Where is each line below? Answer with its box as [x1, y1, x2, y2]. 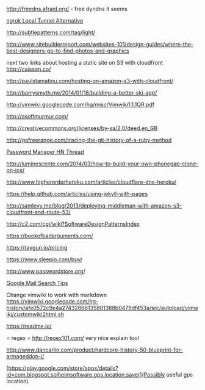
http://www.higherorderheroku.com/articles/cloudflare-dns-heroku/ [6, 178, 177, 186]
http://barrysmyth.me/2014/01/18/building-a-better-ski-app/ [6, 89, 157, 96]
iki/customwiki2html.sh [6, 311, 64, 318]
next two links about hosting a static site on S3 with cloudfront [6, 59, 164, 66]
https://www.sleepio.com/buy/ [6, 256, 83, 263]
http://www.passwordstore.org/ [6, 268, 85, 275]
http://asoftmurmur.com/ [6, 113, 68, 120]
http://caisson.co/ [6, 65, 51, 73]
